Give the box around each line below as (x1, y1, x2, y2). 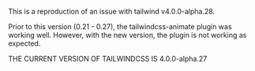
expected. (8, 39, 41, 48)
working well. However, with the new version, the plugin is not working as (8, 31, 247, 39)
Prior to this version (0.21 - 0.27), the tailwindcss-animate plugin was (8, 22, 232, 31)
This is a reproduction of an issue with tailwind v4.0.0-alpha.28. (8, 7, 216, 16)
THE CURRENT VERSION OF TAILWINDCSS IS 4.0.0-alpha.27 (8, 54, 208, 63)
